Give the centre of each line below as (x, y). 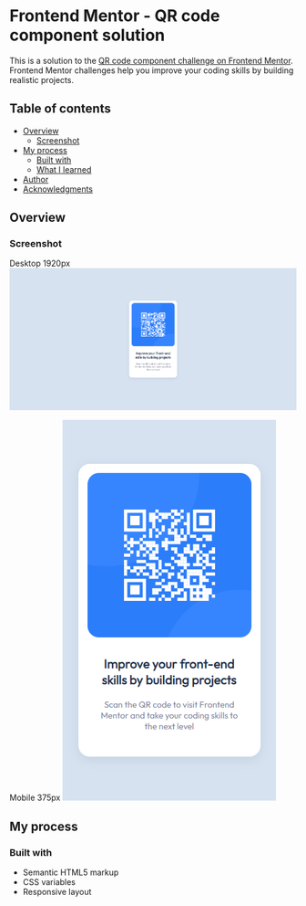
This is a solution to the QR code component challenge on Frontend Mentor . (151, 60)
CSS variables (49, 881)
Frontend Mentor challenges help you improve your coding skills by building (152, 70)
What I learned (64, 169)
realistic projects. (42, 79)
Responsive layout (57, 891)
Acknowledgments (58, 189)
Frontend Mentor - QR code (115, 16)
